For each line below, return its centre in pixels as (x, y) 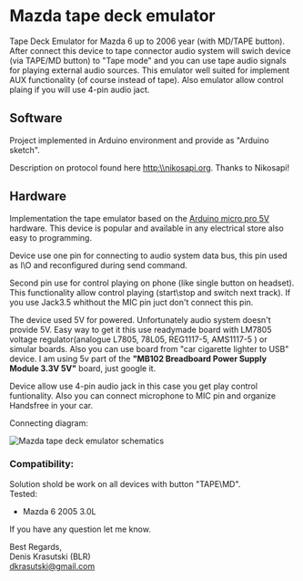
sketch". (25, 150)
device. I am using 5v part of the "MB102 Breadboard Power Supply (138, 358)
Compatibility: (42, 464)
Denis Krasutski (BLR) (50, 556)
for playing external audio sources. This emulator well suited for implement (150, 70)
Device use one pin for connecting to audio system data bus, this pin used (149, 255)
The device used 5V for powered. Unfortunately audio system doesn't (140, 319)
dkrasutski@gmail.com (52, 565)
